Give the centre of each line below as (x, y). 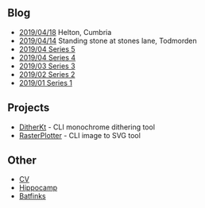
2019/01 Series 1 (46, 83)
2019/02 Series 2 (47, 74)
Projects (29, 108)
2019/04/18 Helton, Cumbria (65, 32)
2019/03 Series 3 (47, 66)
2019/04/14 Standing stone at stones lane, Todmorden (108, 40)
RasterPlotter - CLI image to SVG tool (79, 135)
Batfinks (32, 196)
